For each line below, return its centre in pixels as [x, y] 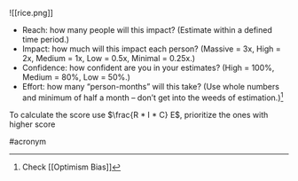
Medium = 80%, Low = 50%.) [76, 77]
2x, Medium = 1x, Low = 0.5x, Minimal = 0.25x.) [109, 58]
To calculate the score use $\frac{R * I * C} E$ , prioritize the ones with [139, 114]
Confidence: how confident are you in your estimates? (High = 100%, [148, 67]
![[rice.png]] [31, 13]
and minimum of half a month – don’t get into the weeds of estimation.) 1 [153, 97]
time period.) [45, 39]
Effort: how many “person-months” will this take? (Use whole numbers [150, 87]
